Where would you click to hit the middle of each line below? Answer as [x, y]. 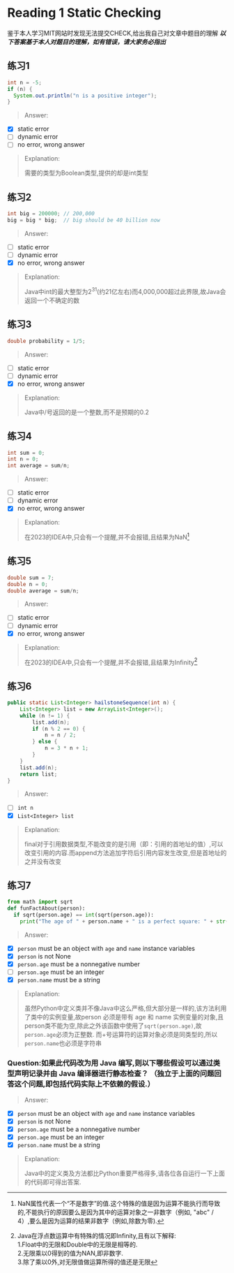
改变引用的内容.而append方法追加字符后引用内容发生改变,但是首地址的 [125, 852]
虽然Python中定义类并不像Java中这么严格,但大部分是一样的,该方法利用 [125, 1008]
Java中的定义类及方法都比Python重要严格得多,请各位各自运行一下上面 [124, 1173]
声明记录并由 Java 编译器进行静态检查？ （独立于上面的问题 [114, 1074]
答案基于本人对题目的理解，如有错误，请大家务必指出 [89, 42]
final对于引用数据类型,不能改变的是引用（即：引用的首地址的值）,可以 [124, 844]
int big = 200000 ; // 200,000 [51, 214]
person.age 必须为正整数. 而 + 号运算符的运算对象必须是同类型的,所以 [121, 1035]
